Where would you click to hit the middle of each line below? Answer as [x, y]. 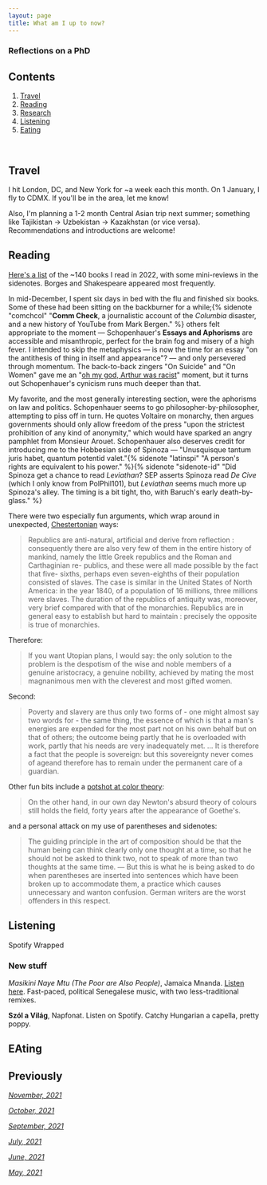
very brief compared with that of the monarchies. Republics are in [135, 608]
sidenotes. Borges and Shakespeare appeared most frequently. [112, 283]
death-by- [236, 492]
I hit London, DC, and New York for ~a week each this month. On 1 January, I [134, 190]
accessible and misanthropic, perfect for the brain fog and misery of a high [132, 341]
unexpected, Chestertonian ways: [64, 524]
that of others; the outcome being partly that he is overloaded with [137, 737]
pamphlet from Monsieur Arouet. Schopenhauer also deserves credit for [127, 441]
